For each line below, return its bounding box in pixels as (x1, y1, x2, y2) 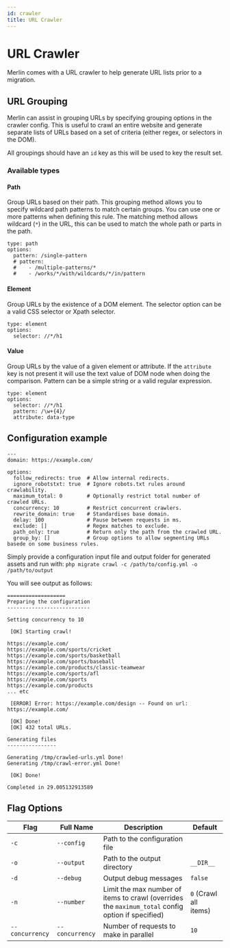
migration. (7, 76, 36, 84)
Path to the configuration (103, 834, 183, 844)
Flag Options (7, 802, 63, 814)
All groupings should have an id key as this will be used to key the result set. (7, 149, 223, 157)
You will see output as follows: (7, 579, 93, 587)
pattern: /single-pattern (13, 253, 88, 259)
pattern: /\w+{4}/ (13, 408, 66, 415)
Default (192, 823, 218, 832)
